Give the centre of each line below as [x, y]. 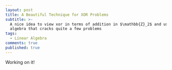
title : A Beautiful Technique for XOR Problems [57, 15]
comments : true [21, 43]
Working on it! [20, 62]
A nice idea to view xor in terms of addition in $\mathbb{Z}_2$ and [85, 24]
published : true [23, 48]
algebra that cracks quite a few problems [56, 29]
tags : [11, 33]
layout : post [19, 10]
